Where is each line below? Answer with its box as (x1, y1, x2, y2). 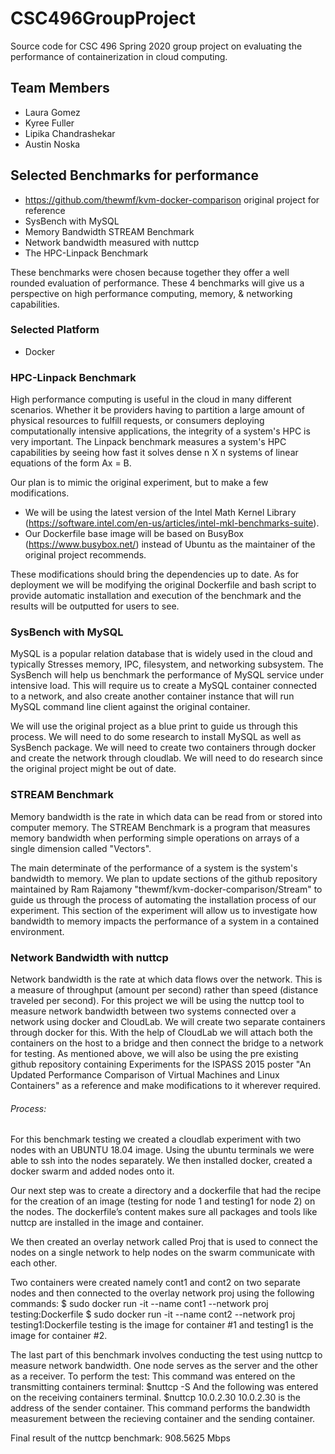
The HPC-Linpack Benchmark (24, 247, 149, 259)
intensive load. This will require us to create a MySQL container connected (10, 680, 318, 692)
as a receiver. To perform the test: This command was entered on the (10, 1370, 296, 1382)
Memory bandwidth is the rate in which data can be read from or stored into (10, 810, 323, 822)
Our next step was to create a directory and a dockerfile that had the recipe (10, 1185, 322, 1197)
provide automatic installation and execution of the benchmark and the (10, 590, 302, 602)
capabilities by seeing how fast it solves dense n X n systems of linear (10, 447, 299, 459)
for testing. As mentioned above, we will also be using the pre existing (10, 1048, 299, 1060)
